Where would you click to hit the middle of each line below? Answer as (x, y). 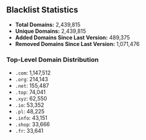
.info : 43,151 (31, 118)
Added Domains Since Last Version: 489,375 (72, 37)
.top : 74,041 (30, 92)
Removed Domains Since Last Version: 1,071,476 (77, 44)
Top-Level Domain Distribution (53, 59)
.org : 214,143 (32, 79)
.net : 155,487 (32, 86)
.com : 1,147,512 (33, 73)
